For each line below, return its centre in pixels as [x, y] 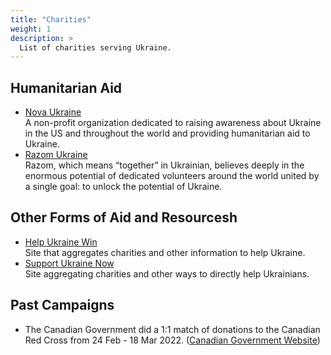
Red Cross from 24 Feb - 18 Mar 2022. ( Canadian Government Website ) [172, 340]
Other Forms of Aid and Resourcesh [124, 217]
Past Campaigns [62, 305]
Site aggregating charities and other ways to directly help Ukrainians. [167, 273]
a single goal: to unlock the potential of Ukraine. [123, 187]
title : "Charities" [51, 19]
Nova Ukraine [53, 112]
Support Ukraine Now [69, 263]
